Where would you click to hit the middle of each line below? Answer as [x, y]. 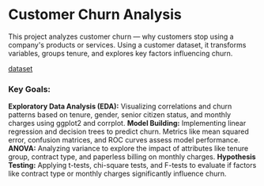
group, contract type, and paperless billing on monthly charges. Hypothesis [132, 157]
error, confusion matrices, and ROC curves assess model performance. [124, 140]
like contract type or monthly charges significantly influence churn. [117, 174]
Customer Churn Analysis [95, 15]
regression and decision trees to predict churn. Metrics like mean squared [128, 131]
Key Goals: [30, 89]
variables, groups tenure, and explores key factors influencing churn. [121, 53]
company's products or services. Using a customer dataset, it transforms [127, 44]
